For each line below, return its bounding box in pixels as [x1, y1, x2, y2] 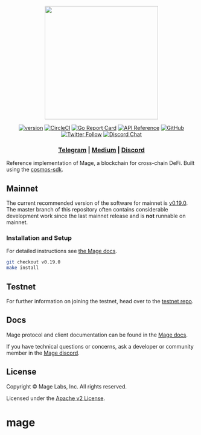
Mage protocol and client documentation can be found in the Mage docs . [6, 331, 188, 338]
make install [6, 265, 39, 271]
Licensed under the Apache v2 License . [6, 395, 106, 402]
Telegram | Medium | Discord [58, 146, 145, 154]
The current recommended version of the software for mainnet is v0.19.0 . [6, 199, 188, 207]
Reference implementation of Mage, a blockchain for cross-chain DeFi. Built [6, 159, 195, 167]
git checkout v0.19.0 [6, 259, 61, 265]
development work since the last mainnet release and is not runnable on [6, 212, 186, 220]
